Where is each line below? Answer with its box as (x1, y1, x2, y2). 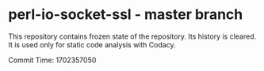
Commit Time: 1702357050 (8, 55, 97, 65)
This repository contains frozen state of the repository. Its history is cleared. (8, 32, 256, 41)
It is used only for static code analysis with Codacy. (8, 39, 176, 49)
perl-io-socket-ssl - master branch (8, 6, 243, 24)
